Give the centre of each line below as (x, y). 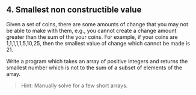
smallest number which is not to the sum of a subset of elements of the (94, 68)
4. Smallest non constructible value (74, 10)
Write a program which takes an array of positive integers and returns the (97, 61)
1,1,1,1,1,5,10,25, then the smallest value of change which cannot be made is (98, 43)
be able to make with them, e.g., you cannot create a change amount (91, 30)
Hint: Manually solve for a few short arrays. (74, 85)
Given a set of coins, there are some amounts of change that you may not (97, 24)
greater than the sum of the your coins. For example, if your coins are (92, 37)
